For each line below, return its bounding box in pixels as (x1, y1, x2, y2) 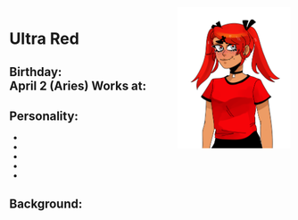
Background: (9, 196, 83, 211)
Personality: (9, 108, 79, 123)
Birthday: (9, 64, 62, 80)
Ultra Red (9, 29, 80, 49)
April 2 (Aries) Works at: (9, 78, 147, 93)
